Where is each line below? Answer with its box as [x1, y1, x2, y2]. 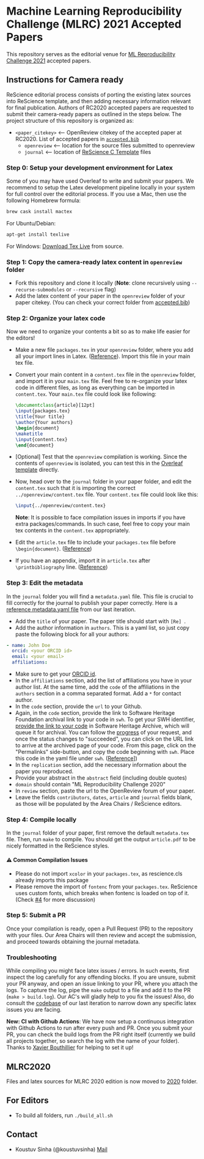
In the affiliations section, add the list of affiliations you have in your [15, 677, 192, 684]
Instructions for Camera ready [6, 75, 124, 85]
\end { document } [15, 442, 54, 448]
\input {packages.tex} [15, 408, 70, 414]
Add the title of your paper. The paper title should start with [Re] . [15, 617, 186, 624]
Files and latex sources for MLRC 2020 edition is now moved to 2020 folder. [6, 1077, 198, 1085]
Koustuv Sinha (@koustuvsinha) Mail [15, 1146, 108, 1153]
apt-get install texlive [6, 231, 70, 238]
